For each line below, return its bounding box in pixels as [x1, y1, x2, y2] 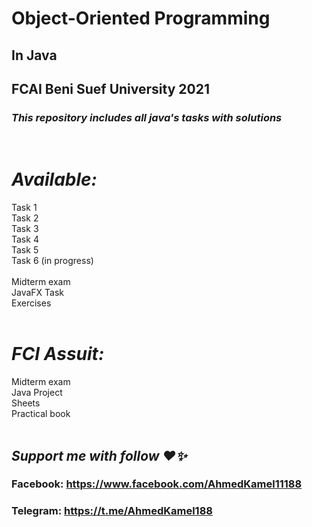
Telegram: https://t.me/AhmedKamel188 [11, 504, 213, 518]
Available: [11, 168, 98, 191]
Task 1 [11, 202, 38, 214]
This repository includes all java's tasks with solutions [11, 110, 283, 124]
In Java [11, 47, 58, 64]
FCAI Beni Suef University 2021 [11, 80, 210, 97]
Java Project [11, 387, 63, 399]
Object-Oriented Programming [11, 7, 271, 30]
